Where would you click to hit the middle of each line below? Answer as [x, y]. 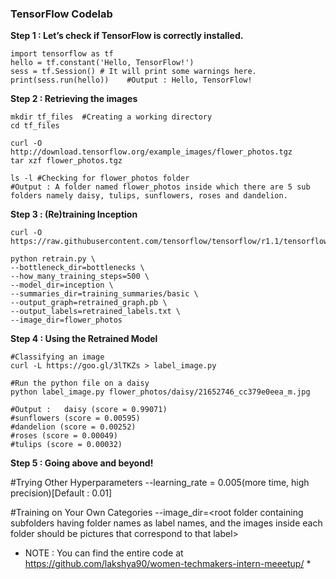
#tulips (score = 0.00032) [66, 445]
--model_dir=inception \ [62, 285]
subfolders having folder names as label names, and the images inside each [166, 523]
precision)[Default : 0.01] [61, 493]
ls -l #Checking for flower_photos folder [100, 178]
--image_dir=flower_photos [66, 320]
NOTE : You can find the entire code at [104, 553]
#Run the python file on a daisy [80, 383]
